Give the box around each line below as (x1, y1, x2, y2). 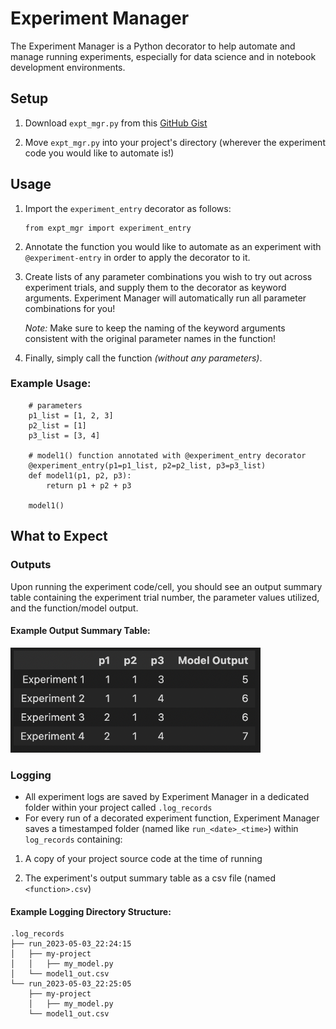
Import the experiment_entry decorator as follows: (24, 202, 232, 214)
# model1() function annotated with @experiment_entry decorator (28, 450, 307, 461)
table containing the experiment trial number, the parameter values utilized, (10, 591, 320, 603)
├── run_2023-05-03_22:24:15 (10, 939, 132, 949)
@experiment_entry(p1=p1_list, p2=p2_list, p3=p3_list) (28, 460, 267, 471)
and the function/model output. (10, 602, 139, 614)
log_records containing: (24, 833, 123, 846)
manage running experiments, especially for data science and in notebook (10, 50, 317, 62)
